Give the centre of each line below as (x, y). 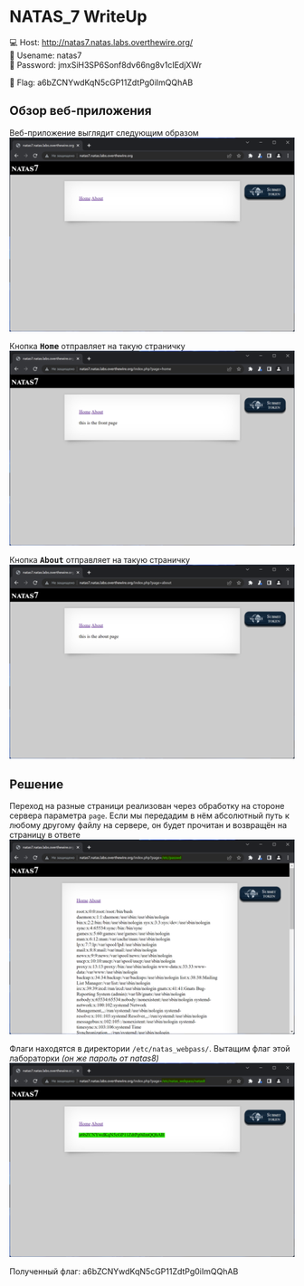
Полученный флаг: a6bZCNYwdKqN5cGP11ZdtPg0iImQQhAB (124, 1272)
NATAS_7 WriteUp (78, 17)
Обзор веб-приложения (81, 111)
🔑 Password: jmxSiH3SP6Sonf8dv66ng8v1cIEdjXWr (105, 64)
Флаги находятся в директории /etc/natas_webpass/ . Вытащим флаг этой (150, 1048)
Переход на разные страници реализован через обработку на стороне (147, 806)
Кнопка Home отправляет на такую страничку (97, 347)
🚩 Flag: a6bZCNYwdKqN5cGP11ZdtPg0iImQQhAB (101, 82)
